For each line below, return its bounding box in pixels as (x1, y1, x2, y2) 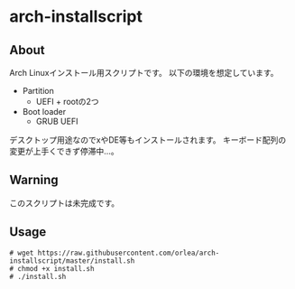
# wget (9, 248, 34, 257)
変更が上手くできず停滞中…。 (9, 146, 119, 156)
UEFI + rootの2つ (35, 97, 99, 107)
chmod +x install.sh (17, 264, 95, 273)
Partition (22, 86, 54, 96)
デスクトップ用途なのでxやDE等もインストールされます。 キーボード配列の (9, 135, 287, 145)
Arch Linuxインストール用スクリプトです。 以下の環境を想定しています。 (9, 68, 279, 78)
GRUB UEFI (35, 116, 78, 126)
